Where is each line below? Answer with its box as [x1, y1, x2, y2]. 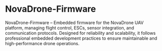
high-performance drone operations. [5, 40, 80, 46]
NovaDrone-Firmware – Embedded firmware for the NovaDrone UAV [5, 20, 144, 25]
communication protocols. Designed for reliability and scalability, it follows [5, 30, 156, 36]
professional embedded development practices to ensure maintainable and [5, 35, 158, 41]
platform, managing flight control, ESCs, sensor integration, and [5, 25, 134, 30]
